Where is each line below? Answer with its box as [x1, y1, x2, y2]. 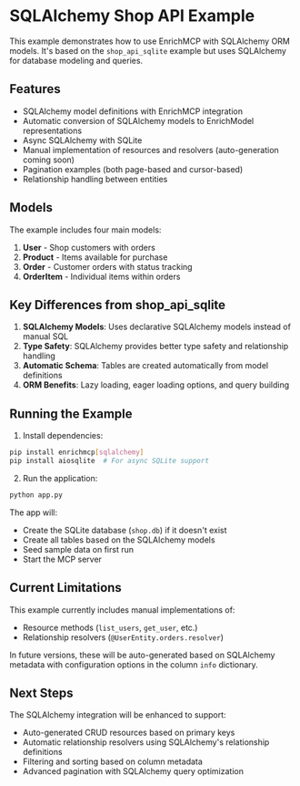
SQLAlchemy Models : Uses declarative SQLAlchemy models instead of [22, 321, 291, 333]
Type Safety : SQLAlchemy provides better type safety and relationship [22, 341, 289, 352]
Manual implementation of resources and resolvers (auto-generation [22, 144, 279, 155]
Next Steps [9, 686, 74, 701]
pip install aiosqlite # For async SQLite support [9, 457, 209, 466]
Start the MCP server [22, 553, 103, 564]
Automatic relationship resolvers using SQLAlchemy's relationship [22, 737, 270, 748]
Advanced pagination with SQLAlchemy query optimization [22, 766, 244, 777]
